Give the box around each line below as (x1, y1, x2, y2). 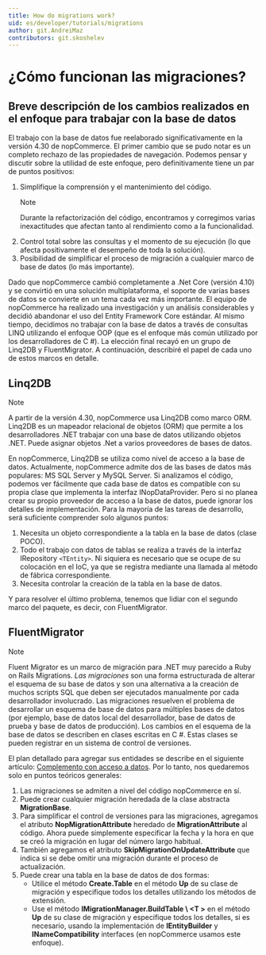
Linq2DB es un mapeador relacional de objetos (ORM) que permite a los (8, 422, 244, 431)
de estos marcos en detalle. (8, 354, 99, 363)
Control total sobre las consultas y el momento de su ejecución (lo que (19, 237, 252, 246)
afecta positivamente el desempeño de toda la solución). (19, 246, 206, 255)
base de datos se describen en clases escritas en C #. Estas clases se (8, 729, 238, 739)
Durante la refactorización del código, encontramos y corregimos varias (19, 213, 256, 222)
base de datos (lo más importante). (19, 262, 135, 272)
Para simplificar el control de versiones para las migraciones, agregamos (19, 811, 259, 821)
